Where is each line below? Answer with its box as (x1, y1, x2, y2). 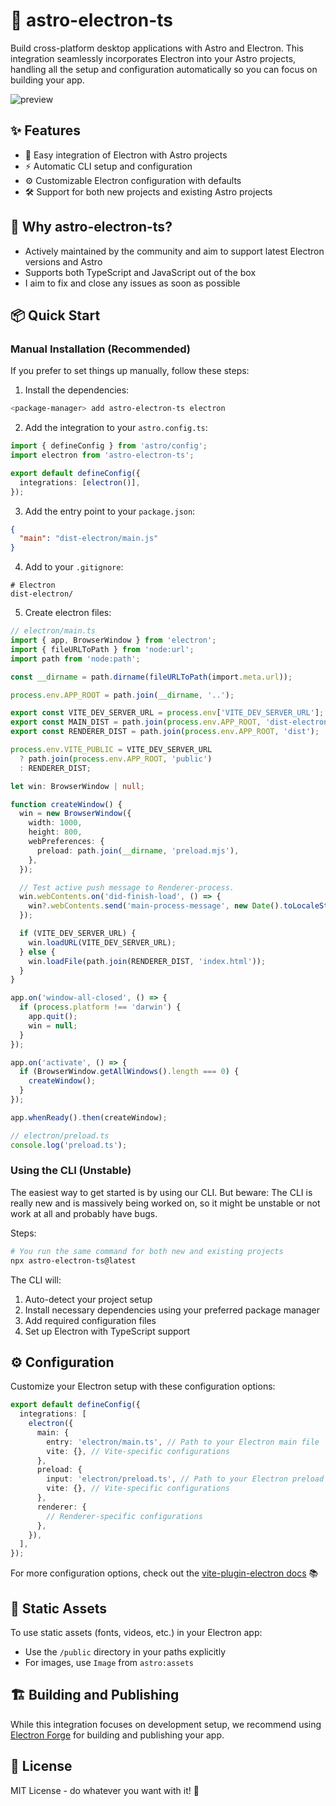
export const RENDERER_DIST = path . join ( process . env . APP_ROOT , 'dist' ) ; (10, 727, 320, 737)
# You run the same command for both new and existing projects (10, 1246, 284, 1256)
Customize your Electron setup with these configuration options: (10, 1380, 276, 1393)
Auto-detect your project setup (24, 1293, 153, 1305)
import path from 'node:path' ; (10, 654, 141, 664)
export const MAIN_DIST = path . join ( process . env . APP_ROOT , (10, 717, 262, 728)
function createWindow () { (10, 799, 123, 809)
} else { (19, 947, 56, 957)
